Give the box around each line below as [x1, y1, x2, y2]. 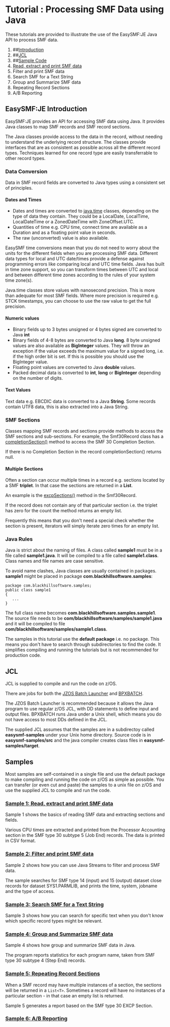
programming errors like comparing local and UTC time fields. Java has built [5, 261, 165, 267]
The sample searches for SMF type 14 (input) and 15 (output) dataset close [5, 877, 162, 883]
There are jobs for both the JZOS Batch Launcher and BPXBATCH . [5, 691, 144, 697]
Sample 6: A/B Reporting [5, 1015, 67, 1022]
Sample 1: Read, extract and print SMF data [5, 800, 113, 807]
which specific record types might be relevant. [5, 917, 103, 924]
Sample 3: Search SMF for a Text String [5, 901, 104, 908]
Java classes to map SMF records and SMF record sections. [5, 123, 131, 129]
